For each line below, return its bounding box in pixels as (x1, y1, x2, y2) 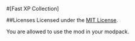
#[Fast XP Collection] (6, 5, 59, 12)
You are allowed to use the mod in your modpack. (6, 28, 130, 35)
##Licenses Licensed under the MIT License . (6, 17, 119, 23)
